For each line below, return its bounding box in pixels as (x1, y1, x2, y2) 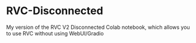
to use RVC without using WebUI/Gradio (6, 29, 104, 37)
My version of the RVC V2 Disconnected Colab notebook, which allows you (6, 24, 190, 31)
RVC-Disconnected (6, 4, 103, 18)
